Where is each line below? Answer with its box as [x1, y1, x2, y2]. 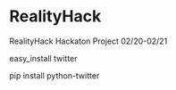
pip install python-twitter [9, 70, 100, 81]
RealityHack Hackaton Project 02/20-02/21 [9, 36, 168, 46]
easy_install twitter [9, 53, 78, 63]
